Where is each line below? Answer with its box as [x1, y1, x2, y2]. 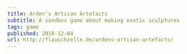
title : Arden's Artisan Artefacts [7, 10, 109, 18]
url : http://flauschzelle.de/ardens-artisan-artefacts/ [7, 36, 174, 43]
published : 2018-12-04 [7, 29, 74, 37]
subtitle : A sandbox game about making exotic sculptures [7, 17, 180, 24]
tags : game [7, 23, 39, 30]
